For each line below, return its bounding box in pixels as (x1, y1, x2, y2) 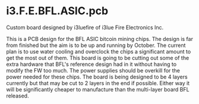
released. (6, 92, 29, 99)
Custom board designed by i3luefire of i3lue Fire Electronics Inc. (6, 24, 164, 31)
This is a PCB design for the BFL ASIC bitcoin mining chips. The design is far (6, 35, 193, 42)
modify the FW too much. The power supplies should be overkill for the (6, 67, 180, 74)
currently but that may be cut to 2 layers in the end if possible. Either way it (6, 79, 190, 87)
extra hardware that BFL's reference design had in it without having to (6, 61, 177, 68)
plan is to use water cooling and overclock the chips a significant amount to (6, 48, 191, 55)
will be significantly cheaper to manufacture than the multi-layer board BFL (6, 86, 189, 93)
